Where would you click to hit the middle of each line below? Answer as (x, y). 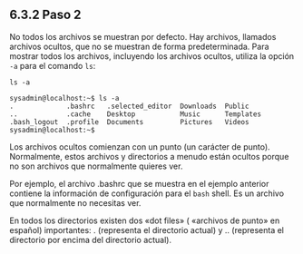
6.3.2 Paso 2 (45, 15)
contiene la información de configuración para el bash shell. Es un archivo (147, 193)
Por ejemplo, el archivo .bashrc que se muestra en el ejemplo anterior (139, 183)
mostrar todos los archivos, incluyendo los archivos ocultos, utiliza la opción (152, 56)
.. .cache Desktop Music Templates (135, 114)
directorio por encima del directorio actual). (91, 239)
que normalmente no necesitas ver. (75, 202)
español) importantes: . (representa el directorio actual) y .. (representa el (147, 230)
